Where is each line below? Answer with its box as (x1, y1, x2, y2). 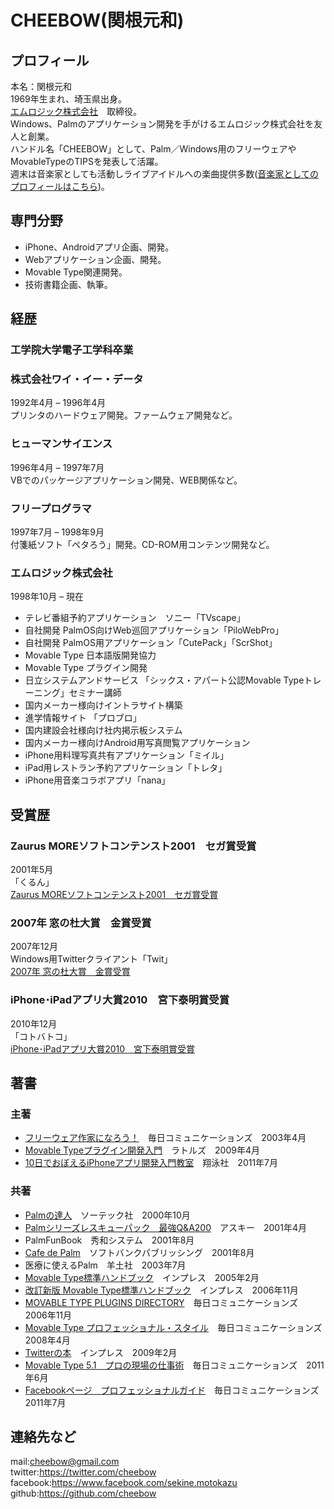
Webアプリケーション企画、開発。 (24, 253, 167, 265)
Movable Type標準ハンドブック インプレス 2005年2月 (24, 1271, 260, 1283)
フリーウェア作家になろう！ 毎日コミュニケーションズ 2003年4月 (24, 1132, 307, 1144)
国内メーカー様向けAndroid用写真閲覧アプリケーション (24, 737, 251, 749)
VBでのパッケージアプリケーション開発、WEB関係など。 (10, 474, 243, 486)
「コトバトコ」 (10, 1030, 73, 1042)
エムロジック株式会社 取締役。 (10, 106, 142, 117)
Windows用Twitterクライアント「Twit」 (10, 953, 173, 965)
